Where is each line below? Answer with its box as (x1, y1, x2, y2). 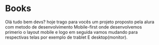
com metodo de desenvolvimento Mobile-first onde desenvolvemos (5, 24, 142, 30)
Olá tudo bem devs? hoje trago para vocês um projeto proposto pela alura (5, 19, 155, 25)
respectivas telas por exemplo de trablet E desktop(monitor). (5, 34, 128, 40)
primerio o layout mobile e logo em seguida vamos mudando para (5, 29, 138, 35)
